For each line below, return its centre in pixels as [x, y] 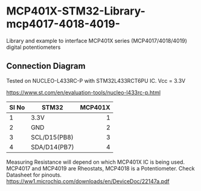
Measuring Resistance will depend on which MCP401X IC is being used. [96, 162]
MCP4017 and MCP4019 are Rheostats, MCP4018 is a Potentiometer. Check [101, 168]
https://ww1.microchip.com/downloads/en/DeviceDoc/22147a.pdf [88, 181]
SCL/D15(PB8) [52, 137]
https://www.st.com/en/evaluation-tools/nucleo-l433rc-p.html [84, 92]
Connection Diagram [46, 66]
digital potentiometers [33, 47]
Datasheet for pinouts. [34, 175]
